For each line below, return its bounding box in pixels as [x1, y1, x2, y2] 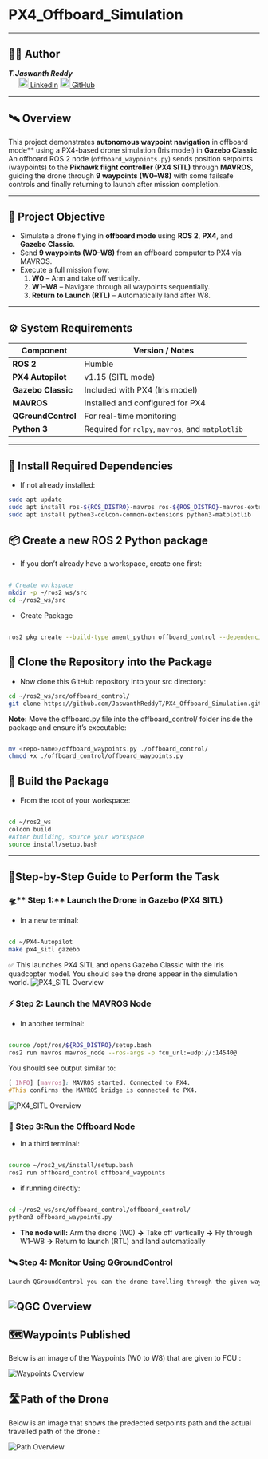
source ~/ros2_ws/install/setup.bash [8, 1162, 134, 1170]
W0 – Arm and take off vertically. [31, 273, 140, 283]
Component [21, 345, 68, 357]
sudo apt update [8, 496, 62, 504]
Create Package [19, 611, 73, 620]
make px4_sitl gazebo [8, 946, 81, 954]
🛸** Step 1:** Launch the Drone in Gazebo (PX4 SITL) [8, 894, 223, 905]
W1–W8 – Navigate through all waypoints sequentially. [31, 282, 211, 292]
